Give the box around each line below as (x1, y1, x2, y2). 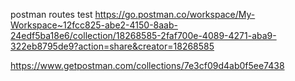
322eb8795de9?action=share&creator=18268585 (10, 40, 215, 52)
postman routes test (10, 9, 93, 20)
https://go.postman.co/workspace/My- (94, 9, 256, 20)
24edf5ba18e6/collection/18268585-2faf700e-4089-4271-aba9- (10, 30, 277, 41)
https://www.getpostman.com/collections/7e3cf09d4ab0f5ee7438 (10, 60, 285, 71)
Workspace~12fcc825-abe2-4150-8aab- (10, 19, 178, 31)
